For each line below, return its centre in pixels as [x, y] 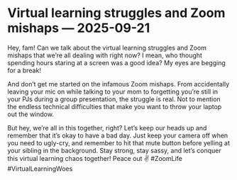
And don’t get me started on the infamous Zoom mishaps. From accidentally [118, 84]
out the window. [31, 114]
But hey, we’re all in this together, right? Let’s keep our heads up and [107, 128]
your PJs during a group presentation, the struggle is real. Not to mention [114, 99]
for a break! [24, 70]
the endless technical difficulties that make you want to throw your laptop [115, 106]
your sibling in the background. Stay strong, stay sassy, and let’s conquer [114, 150]
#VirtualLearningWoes [40, 169]
